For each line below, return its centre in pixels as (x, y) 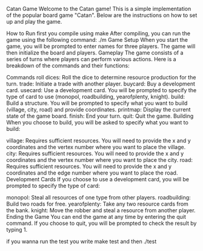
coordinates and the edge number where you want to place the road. (92, 173)
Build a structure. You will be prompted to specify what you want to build (97, 103)
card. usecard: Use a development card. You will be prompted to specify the (101, 90)
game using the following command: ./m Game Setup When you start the (97, 40)
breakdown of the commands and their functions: (68, 65)
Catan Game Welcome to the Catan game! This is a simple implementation (99, 9)
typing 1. (17, 229)
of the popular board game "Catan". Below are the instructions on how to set (102, 15)
